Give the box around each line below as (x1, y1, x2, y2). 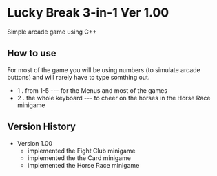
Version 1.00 (17, 139, 53, 147)
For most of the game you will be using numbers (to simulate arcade (7, 65, 201, 74)
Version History (7, 121, 76, 133)
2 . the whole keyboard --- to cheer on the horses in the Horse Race (17, 93, 211, 102)
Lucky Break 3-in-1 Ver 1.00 (7, 5, 169, 21)
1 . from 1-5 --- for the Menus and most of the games (17, 86, 167, 94)
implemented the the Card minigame (27, 153, 131, 162)
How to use (7, 47, 56, 59)
